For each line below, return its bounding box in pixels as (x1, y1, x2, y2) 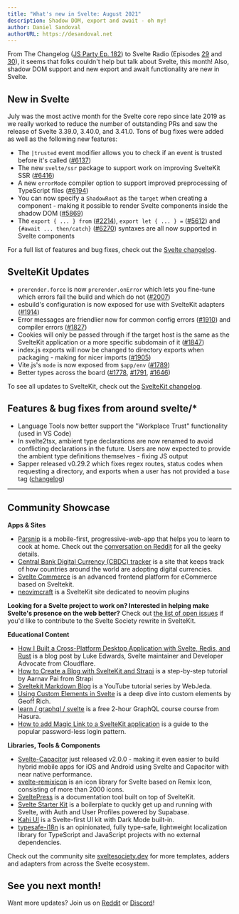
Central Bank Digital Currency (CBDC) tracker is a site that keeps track (17, 557, 225, 566)
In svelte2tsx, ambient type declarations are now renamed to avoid (17, 436, 213, 445)
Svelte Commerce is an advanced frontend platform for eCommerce (17, 572, 218, 581)
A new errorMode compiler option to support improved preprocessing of (17, 179, 228, 187)
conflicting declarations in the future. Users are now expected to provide (17, 444, 231, 453)
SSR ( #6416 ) (17, 172, 55, 180)
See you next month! (7, 880, 102, 892)
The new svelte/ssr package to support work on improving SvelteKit (17, 164, 221, 172)
